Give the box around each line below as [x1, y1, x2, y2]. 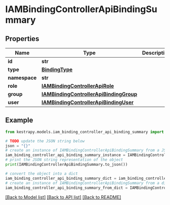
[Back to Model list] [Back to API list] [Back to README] [5, 194, 121, 200]
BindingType [41, 66, 73, 73]
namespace [8, 74, 37, 81]
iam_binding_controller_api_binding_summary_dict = [5, 176, 116, 181]
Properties [5, 34, 39, 43]
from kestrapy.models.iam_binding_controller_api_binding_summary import [5, 129, 164, 134]
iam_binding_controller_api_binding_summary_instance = [5, 152, 125, 158]
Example [5, 116, 33, 125]
